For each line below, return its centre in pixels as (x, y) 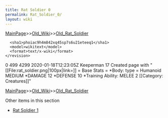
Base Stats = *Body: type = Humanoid (121, 70)
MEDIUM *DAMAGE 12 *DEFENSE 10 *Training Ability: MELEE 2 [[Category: (84, 76)
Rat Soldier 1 (25, 110)
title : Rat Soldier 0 (28, 10)
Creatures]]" (18, 81)
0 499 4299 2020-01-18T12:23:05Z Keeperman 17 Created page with (77, 65)
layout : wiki (19, 19)
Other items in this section (32, 100)
